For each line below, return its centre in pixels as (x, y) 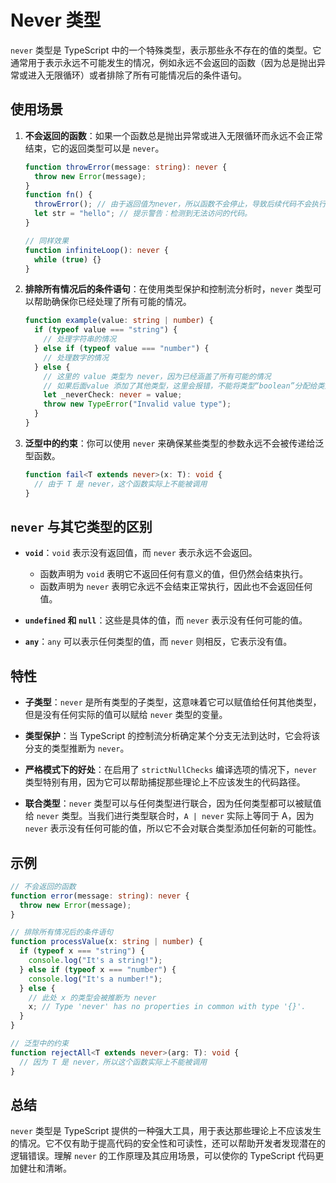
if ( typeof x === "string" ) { (82, 951)
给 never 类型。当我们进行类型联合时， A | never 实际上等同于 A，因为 (169, 816)
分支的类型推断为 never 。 (77, 748)
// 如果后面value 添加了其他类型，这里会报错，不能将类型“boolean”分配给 (180, 386)
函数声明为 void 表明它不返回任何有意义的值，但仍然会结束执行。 (174, 574)
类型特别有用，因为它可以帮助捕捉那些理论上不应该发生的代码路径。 (165, 782)
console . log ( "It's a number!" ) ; (95, 979)
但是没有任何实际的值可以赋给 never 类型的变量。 (126, 715)
